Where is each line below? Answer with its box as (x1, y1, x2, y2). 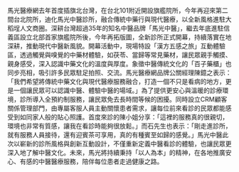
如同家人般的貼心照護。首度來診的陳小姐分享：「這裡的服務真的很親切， (19, 113, 229, 121)
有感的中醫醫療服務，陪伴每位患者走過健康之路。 (19, 157, 164, 166)
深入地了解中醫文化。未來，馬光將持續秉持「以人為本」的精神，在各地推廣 (7, 149, 225, 156)
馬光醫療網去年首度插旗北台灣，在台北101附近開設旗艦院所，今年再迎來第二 (7, 6, 229, 14)
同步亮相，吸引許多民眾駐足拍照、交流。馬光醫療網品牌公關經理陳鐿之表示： (7, 68, 232, 77)
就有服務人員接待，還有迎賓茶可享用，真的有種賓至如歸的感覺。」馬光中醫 (7, 131, 223, 139)
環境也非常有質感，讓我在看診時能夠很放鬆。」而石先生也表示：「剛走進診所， (7, 122, 232, 130)
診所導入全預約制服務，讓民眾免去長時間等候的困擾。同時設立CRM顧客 (19, 95, 228, 103)
